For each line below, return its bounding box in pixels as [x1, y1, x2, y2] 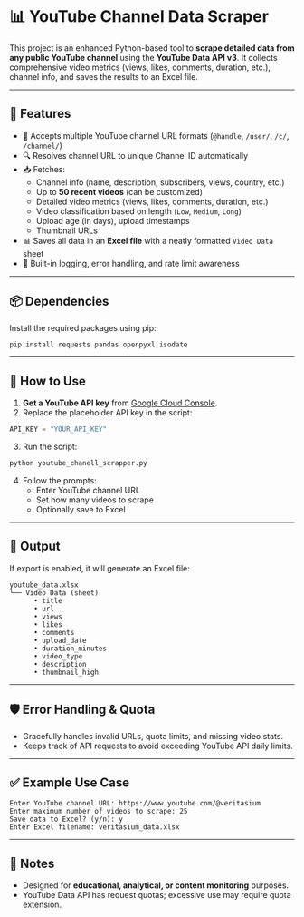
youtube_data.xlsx [9, 580, 79, 590]
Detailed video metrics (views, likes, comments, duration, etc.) [35, 196, 269, 207]
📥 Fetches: [22, 163, 66, 174]
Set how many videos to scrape [35, 494, 154, 505]
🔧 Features [9, 106, 71, 122]
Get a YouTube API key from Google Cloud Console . [22, 397, 218, 408]
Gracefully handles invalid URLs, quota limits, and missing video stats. [22, 730, 283, 741]
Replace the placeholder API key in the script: [22, 407, 193, 418]
